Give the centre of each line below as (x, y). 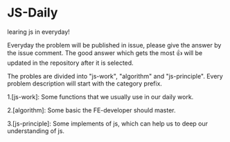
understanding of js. (36, 131)
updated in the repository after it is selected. (70, 63)
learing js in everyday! (39, 32)
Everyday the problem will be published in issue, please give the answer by (114, 45)
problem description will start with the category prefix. (85, 83)
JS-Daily (33, 13)
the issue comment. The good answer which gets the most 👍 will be (105, 52)
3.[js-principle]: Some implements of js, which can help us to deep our (108, 123)
